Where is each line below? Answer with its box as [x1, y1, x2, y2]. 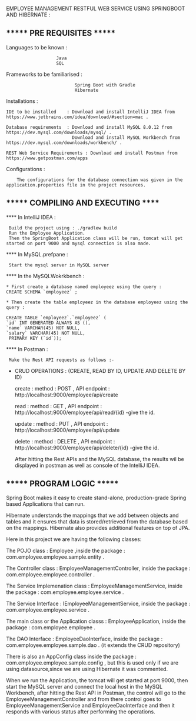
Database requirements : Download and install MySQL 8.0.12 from [6, 124, 172, 130]
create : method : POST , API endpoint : [14, 385, 110, 392]
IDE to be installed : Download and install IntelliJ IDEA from [6, 109, 175, 115]
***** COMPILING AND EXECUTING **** [6, 198, 160, 208]
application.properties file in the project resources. [6, 182, 146, 188]
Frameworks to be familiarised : [6, 71, 82, 78]
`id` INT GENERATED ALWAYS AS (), [6, 320, 91, 326]
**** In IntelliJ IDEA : [6, 213, 56, 221]
